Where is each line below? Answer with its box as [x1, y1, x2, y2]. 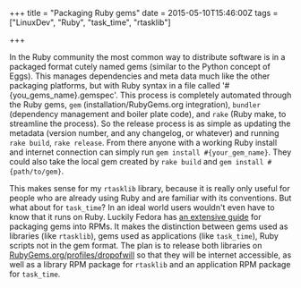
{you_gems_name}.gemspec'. [9, 89, 118, 100]
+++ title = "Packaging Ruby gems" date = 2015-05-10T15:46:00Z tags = [9, 8, 279, 18]
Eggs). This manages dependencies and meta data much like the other [9, 71, 271, 81]
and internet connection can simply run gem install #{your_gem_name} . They [9, 147, 292, 157]
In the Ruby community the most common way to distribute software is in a [9, 52, 286, 62]
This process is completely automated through [119, 89, 292, 100]
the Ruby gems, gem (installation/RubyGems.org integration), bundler [9, 99, 262, 110]
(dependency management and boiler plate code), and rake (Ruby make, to [9, 109, 287, 119]
